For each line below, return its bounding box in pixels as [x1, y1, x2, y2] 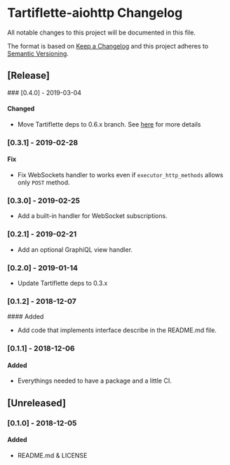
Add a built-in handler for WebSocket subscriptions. [17, 212, 168, 220]
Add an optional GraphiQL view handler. [17, 245, 133, 254]
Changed [7, 104, 35, 113]
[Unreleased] [7, 397, 67, 409]
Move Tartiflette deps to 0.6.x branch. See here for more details [17, 120, 201, 128]
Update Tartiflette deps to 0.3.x [17, 279, 108, 287]
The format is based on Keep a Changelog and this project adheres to [7, 42, 209, 50]
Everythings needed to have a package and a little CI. [17, 376, 172, 385]
